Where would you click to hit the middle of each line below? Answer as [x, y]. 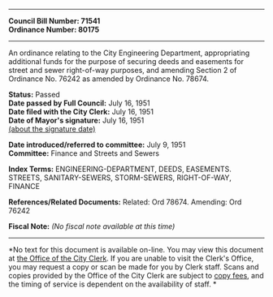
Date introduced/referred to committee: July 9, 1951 [97, 144]
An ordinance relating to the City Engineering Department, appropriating [129, 53]
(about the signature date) [52, 129]
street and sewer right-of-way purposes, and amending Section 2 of [123, 70]
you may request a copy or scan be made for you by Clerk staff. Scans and [134, 267]
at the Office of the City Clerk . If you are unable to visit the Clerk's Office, [131, 258]
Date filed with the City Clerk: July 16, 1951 [81, 112]
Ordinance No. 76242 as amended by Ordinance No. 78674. [109, 79]
